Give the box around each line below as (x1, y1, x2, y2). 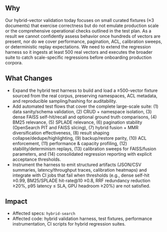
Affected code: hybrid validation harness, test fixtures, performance (12, 216, 153, 222)
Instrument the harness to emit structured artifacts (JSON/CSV (12, 162, 142, 168)
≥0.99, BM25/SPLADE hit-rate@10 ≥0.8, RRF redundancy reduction (12, 177, 151, 184)
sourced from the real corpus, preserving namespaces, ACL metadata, (12, 92, 158, 99)
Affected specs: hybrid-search (12, 211, 76, 217)
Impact (5, 197, 27, 206)
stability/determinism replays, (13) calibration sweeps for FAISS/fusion (12, 146, 157, 152)
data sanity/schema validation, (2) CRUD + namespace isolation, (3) (12, 108, 152, 114)
